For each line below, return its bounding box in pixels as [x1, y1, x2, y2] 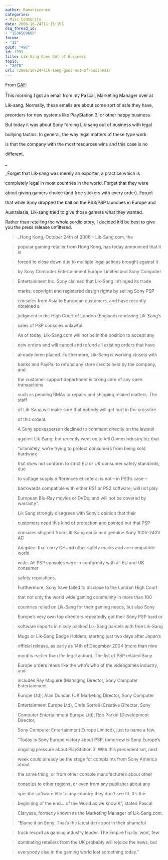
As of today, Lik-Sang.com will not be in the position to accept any [17, 332, 154, 338]
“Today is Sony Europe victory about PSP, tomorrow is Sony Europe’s [17, 736, 160, 743]
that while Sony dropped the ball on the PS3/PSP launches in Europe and [5, 199, 156, 205]
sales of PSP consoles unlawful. [17, 322, 84, 328]
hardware [17, 451, 38, 457]
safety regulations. [17, 575, 57, 580]
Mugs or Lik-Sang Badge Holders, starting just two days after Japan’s [17, 633, 161, 639]
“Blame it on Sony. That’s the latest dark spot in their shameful [17, 820, 146, 826]
